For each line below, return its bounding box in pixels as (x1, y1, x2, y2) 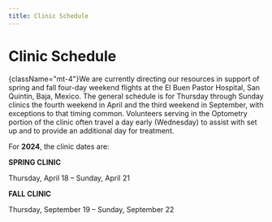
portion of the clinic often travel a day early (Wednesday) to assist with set (8, 117, 257, 127)
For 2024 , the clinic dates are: (8, 141, 110, 151)
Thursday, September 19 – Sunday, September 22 (8, 204, 175, 214)
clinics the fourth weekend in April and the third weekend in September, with (8, 99, 264, 110)
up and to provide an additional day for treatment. (8, 125, 175, 135)
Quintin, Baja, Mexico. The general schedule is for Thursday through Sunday (8, 91, 264, 101)
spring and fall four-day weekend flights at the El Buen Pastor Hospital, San (8, 82, 261, 92)
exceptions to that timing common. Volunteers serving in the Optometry (8, 108, 248, 118)
